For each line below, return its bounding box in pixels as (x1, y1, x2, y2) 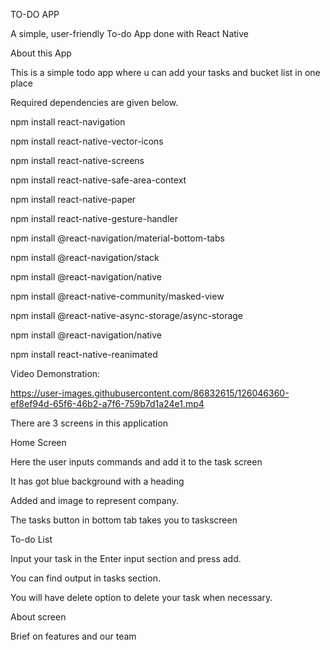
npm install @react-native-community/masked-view (10, 290, 225, 302)
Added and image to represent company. (10, 495, 179, 506)
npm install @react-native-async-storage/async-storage (10, 310, 244, 321)
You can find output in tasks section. (10, 572, 161, 584)
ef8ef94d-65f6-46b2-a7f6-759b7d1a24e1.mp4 (10, 398, 205, 409)
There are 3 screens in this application (10, 417, 169, 429)
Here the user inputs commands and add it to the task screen (10, 456, 263, 468)
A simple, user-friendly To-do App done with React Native (10, 28, 249, 39)
